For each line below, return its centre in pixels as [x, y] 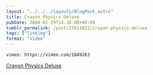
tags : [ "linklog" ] [28, 33]
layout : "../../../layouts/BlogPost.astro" [60, 11]
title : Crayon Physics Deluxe [43, 17]
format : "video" [26, 39]
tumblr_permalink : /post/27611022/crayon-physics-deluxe [77, 28]
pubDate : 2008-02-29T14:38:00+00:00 [51, 22]
